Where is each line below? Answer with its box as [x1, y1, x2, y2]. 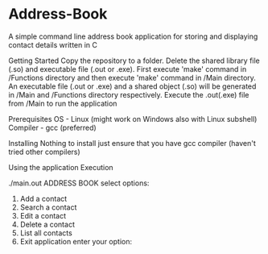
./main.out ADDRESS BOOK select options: [8, 178, 150, 188]
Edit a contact [19, 210, 67, 220]
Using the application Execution [8, 162, 114, 172]
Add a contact [19, 194, 68, 203]
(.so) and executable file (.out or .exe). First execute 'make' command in [8, 64, 247, 73]
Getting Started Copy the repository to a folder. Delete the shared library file [8, 56, 260, 65]
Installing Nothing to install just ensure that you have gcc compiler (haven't [8, 138, 256, 148]
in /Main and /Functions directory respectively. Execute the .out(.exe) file [8, 90, 249, 99]
